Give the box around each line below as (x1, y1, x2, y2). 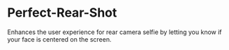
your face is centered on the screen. (7, 35, 112, 43)
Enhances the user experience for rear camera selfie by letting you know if (7, 28, 222, 36)
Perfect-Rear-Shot (7, 5, 117, 21)
